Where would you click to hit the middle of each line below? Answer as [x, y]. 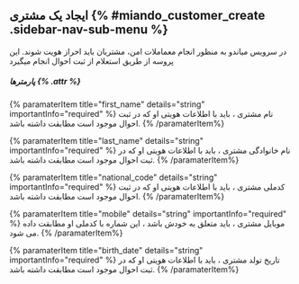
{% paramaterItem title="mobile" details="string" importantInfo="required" [148, 213]
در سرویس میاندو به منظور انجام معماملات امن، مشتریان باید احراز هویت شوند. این [148, 51]
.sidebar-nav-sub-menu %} [89, 30]
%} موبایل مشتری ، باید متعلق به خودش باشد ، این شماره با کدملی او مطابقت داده [147, 223]
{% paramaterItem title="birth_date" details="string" [106, 250]
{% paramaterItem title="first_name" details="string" [107, 104]
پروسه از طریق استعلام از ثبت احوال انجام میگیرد [91, 61]
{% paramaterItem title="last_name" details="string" [107, 140]
